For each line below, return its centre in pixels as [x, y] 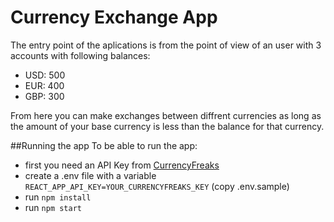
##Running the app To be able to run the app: [104, 145]
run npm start [53, 207]
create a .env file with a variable [90, 175]
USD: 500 [45, 75]
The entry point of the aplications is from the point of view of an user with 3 [166, 45]
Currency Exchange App [114, 17]
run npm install [58, 197]
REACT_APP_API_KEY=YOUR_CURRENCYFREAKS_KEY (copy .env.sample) [157, 186]
